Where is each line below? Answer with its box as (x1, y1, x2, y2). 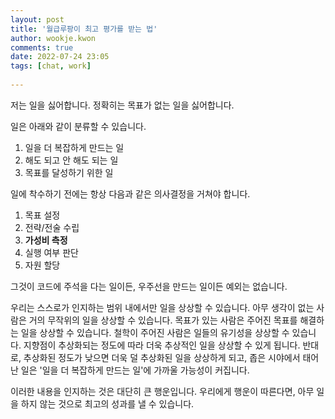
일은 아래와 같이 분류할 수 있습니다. (10, 120, 147, 132)
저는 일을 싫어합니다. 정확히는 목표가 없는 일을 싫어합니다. (10, 99, 235, 111)
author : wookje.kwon (10, 33, 97, 43)
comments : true (10, 42, 74, 53)
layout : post (10, 14, 65, 25)
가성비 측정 (24, 234, 68, 246)
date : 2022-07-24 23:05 (10, 52, 110, 62)
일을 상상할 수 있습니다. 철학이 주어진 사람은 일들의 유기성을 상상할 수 (20, 326, 290, 338)
